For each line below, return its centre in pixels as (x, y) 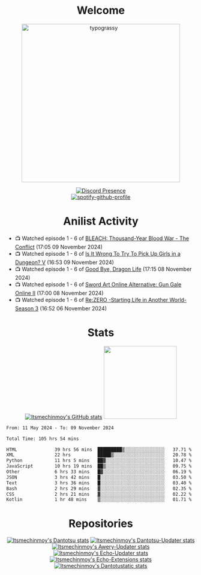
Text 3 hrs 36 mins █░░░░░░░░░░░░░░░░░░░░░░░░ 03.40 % (99, 483)
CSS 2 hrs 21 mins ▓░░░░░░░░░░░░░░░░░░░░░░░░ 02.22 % (99, 494)
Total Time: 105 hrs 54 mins (43, 439)
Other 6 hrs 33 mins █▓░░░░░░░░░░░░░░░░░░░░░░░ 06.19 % (99, 472)
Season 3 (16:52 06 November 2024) (61, 308)
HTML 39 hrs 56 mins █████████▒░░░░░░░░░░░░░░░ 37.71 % (99, 450)
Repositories (101, 524)
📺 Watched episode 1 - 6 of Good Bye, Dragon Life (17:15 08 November (103, 269)
